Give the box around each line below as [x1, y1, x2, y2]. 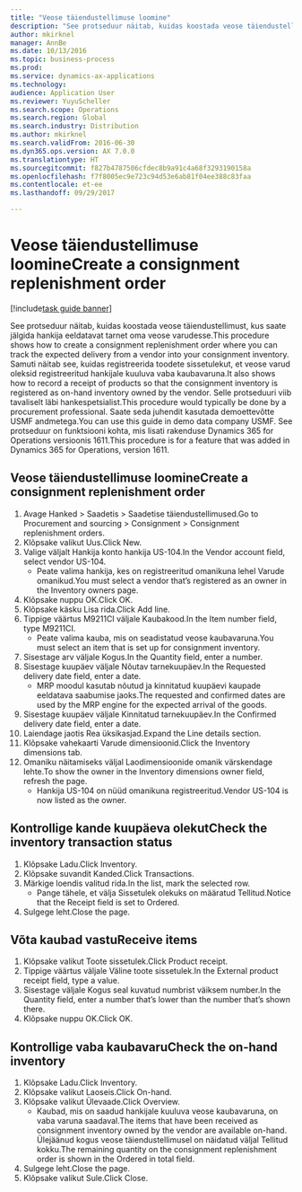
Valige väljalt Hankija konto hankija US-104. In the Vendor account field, [22, 546, 286, 557]
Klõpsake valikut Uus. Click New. [22, 536, 142, 548]
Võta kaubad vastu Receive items [10, 932, 198, 948]
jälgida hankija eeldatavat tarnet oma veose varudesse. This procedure [10, 330, 270, 340]
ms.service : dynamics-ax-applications [10, 72, 155, 81]
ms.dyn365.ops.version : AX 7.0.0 [10, 146, 135, 155]
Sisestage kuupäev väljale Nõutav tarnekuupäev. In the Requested [22, 661, 266, 672]
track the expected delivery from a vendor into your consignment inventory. [10, 349, 289, 359]
